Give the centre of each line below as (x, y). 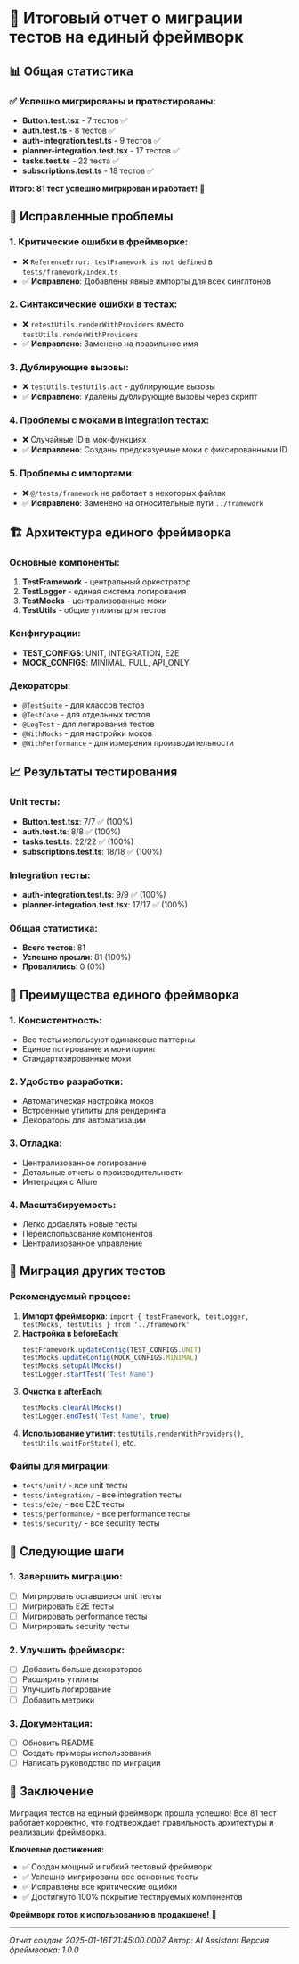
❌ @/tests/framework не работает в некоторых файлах (124, 493)
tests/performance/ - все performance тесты (105, 1514)
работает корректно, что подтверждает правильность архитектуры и (141, 1822)
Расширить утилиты (61, 1679)
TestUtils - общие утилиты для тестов (94, 610)
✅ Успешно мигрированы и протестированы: (113, 101)
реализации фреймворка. (58, 1832)
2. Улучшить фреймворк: (67, 1650)
